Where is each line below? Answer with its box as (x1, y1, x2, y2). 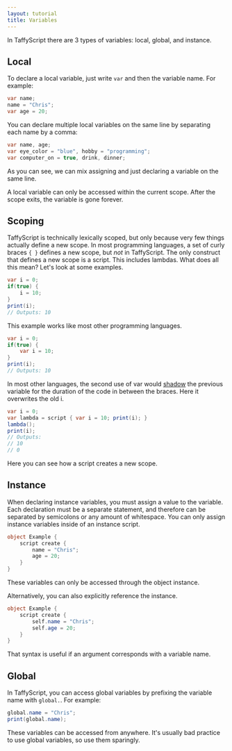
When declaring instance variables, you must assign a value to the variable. (7, 497, 224, 506)
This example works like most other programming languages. (7, 321, 183, 330)
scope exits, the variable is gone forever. (7, 195, 124, 204)
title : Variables (7, 17, 58, 24)
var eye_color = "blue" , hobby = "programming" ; (7, 147, 151, 155)
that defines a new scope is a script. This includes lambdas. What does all (7, 256, 219, 264)
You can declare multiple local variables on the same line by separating (7, 120, 210, 129)
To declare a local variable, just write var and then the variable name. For (7, 74, 216, 83)
